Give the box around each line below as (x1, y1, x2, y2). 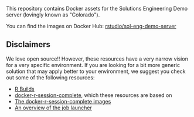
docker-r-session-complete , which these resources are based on (14, 91, 172, 99)
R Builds (14, 85, 35, 92)
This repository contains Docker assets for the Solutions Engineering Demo (6, 5, 188, 12)
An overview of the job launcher (14, 104, 92, 111)
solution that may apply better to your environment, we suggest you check (6, 68, 186, 75)
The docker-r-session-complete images (14, 98, 111, 105)
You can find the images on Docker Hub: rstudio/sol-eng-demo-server (6, 23, 177, 29)
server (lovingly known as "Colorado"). (6, 11, 100, 18)
